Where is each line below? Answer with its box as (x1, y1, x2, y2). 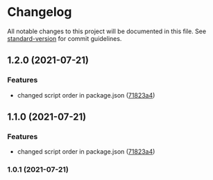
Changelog (7, 4, 72, 20)
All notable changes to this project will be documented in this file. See (7, 27, 207, 35)
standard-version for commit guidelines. (7, 34, 122, 42)
